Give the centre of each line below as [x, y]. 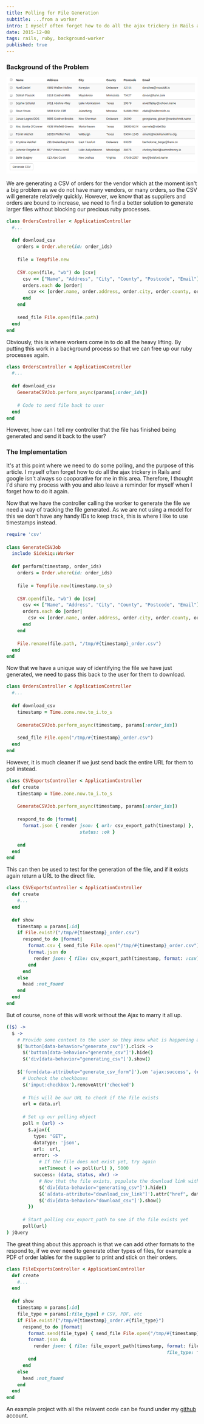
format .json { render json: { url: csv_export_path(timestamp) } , [108, 826]
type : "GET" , [50, 1136]
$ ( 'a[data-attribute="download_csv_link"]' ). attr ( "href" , [114, 1194]
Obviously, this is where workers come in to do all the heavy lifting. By [94, 342]
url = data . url [42, 1104]
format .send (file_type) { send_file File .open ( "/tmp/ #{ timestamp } [114, 1333]
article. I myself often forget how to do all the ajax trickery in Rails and [93, 471]
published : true [27, 45]
